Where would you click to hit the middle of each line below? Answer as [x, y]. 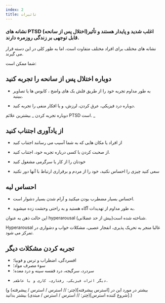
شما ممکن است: [21, 63]
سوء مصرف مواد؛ [29, 265]
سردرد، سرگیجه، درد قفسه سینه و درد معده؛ [53, 271]
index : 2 [15, 10]
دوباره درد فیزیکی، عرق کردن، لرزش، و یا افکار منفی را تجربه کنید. [74, 106]
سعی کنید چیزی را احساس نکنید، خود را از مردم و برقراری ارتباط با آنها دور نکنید [86, 172]
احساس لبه [21, 187]
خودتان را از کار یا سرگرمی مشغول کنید [49, 162]
